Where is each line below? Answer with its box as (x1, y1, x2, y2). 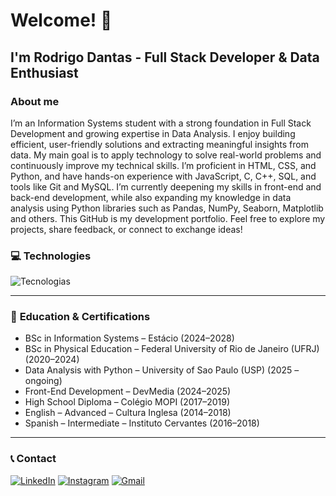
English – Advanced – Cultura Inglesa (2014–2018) (24, 407, 232, 419)
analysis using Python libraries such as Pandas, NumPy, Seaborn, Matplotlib (10, 202, 324, 214)
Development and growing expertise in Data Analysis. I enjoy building (10, 127, 296, 139)
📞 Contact (10, 452, 57, 466)
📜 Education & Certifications (10, 310, 151, 324)
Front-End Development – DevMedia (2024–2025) (24, 385, 232, 398)
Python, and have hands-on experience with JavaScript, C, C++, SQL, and (10, 170, 317, 182)
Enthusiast (10, 64, 79, 81)
